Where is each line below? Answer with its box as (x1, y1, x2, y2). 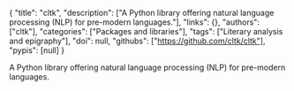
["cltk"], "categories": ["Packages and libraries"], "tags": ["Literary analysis (9, 27, 283, 36)
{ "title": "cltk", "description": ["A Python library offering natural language (9, 8, 275, 18)
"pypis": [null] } (9, 45, 64, 56)
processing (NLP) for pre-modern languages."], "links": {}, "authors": (9, 17, 260, 27)
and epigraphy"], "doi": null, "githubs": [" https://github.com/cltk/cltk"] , (9, 35, 266, 46)
